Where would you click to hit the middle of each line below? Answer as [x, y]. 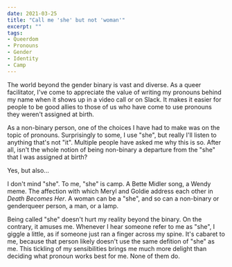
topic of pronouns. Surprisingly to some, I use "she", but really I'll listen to [112, 135]
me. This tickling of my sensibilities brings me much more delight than [107, 248]
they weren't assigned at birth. [51, 114]
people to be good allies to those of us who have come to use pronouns [110, 107]
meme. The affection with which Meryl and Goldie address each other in [110, 191]
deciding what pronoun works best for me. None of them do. [93, 256]
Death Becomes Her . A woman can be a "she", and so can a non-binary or [113, 199]
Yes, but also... [28, 170]
